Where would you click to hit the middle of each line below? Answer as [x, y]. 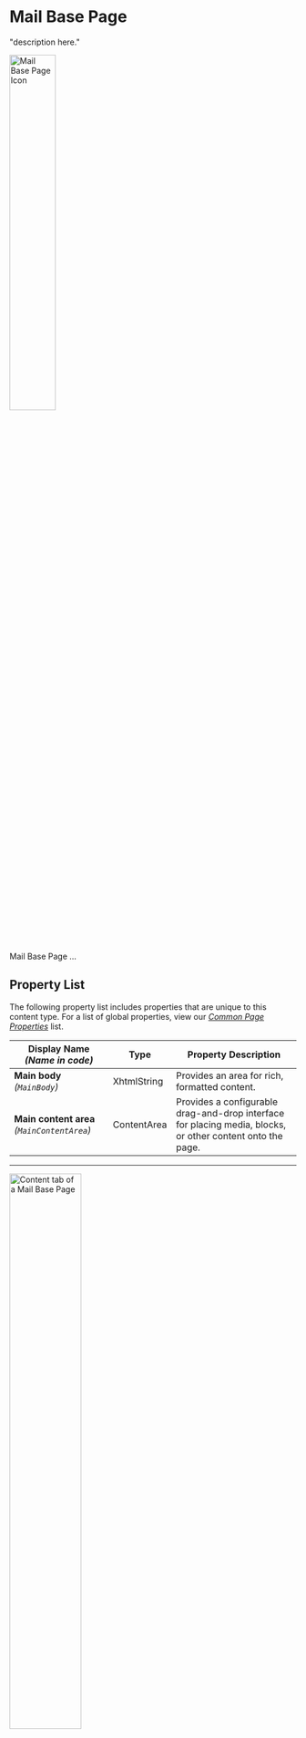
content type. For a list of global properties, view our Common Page [137, 1016]
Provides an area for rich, [230, 1075]
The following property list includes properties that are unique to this [138, 1007]
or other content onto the [229, 1136]
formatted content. [216, 1086]
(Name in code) [59, 1060]
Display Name [59, 1048]
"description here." [45, 42]
